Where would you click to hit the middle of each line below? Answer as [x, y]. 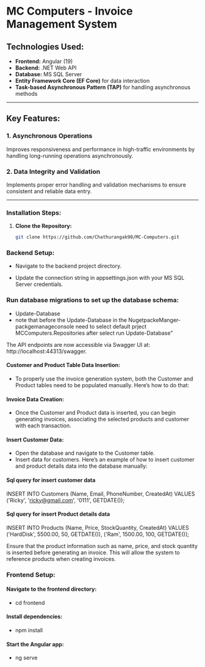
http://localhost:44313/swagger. [47, 351]
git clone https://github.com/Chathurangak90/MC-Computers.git [97, 237]
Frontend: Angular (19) [44, 61]
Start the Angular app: [35, 644]
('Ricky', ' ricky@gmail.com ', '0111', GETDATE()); [66, 500]
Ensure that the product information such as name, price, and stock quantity [102, 546]
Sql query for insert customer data [51, 480]
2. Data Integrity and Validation [53, 171]
